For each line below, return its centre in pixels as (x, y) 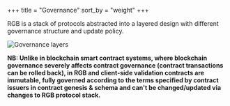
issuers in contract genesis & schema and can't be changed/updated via (114, 88)
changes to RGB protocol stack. (54, 95)
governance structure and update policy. (66, 31)
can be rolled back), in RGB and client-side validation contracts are (106, 73)
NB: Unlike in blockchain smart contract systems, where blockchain (107, 58)
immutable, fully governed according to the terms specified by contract (113, 80)
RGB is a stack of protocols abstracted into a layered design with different (113, 23)
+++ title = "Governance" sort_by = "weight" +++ (78, 10)
